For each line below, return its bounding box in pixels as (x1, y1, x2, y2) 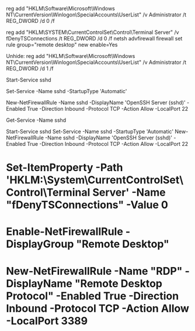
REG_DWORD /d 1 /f (6, 65, 54, 72)
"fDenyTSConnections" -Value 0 (6, 199, 168, 211)
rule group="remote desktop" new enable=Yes (6, 41, 118, 48)
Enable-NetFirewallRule (6, 225, 124, 238)
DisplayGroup (6, 237, 74, 251)
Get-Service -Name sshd (6, 117, 67, 124)
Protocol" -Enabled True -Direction (6, 289, 179, 302)
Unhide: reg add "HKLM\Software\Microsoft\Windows (6, 53, 135, 59)
